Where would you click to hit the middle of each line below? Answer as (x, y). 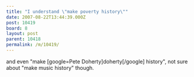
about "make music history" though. (50, 68)
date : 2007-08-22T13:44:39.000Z (46, 17)
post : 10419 (21, 23)
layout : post (22, 34)
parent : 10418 (24, 39)
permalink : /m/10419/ (33, 45)
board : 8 (17, 28)
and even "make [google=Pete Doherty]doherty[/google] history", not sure (97, 61)
